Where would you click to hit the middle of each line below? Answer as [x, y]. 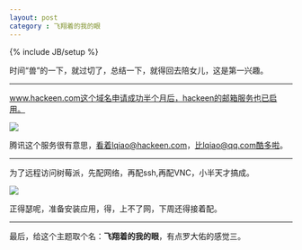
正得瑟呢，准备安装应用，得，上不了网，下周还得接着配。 [115, 209]
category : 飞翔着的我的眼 [55, 26]
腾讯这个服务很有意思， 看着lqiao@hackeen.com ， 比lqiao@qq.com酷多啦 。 [148, 145]
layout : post [34, 18]
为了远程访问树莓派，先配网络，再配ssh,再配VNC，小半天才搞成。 [132, 173]
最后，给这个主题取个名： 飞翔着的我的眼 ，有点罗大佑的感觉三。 [127, 236]
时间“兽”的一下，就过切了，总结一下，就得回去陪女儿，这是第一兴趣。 [139, 70]
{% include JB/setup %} [54, 51]
